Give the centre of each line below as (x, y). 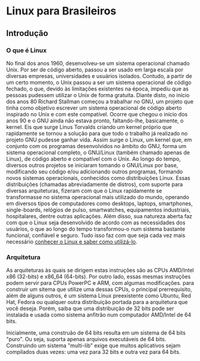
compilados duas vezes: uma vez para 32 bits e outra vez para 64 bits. (93, 352)
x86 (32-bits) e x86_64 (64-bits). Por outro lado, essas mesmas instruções (99, 276)
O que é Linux (26, 50)
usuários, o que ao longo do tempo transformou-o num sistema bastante (96, 228)
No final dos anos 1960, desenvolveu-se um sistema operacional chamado (98, 63)
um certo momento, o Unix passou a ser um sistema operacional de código (99, 82)
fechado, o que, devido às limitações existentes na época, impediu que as (97, 89)
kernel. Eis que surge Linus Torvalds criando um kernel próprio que (89, 127)
